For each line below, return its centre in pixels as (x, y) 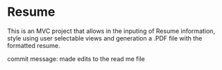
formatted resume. (34, 45)
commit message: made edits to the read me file (76, 58)
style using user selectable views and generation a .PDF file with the (105, 38)
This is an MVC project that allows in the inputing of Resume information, (111, 31)
